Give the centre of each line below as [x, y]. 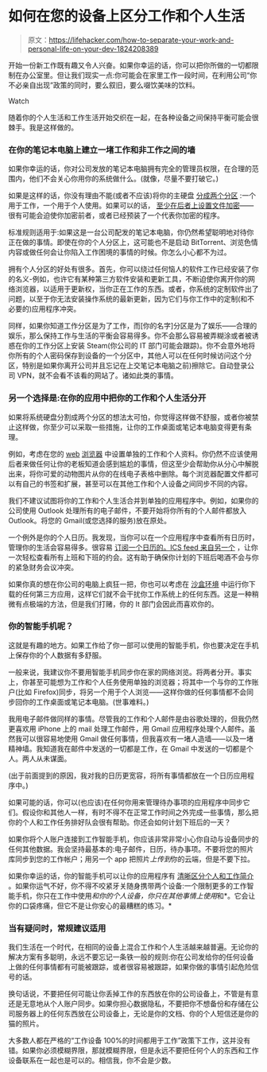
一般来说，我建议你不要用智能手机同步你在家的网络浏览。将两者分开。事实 [130, 672]
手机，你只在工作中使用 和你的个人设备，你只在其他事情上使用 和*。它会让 [135, 895]
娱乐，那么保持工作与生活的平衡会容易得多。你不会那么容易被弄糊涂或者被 [130, 336]
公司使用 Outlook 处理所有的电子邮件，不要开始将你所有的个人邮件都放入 [128, 511]
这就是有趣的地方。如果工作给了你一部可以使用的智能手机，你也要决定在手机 [133, 645]
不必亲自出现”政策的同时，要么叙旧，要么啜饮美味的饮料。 [104, 85]
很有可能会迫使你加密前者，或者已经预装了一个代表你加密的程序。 [116, 216]
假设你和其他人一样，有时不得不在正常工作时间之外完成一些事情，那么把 [140, 812]
